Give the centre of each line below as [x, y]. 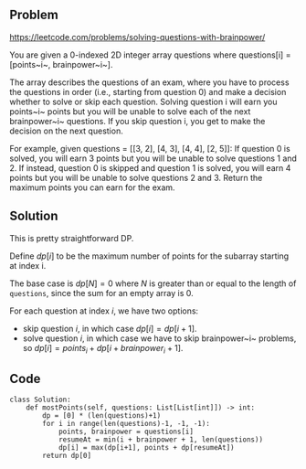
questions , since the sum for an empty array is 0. [101, 293]
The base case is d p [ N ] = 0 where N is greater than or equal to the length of [153, 283]
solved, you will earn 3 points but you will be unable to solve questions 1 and [153, 158]
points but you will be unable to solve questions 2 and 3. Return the [136, 177]
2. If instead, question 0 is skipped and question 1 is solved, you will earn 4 [150, 167]
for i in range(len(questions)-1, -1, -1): [126, 424]
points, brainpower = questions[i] [126, 432]
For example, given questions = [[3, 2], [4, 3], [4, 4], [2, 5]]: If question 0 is [150, 148]
